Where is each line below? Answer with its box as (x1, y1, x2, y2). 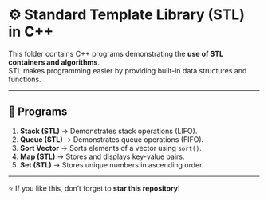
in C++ (8, 22, 54, 41)
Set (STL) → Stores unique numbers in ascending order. (19, 160, 204, 169)
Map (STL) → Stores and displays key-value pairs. (19, 152, 185, 161)
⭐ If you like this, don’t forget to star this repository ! (8, 183, 181, 193)
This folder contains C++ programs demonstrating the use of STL (8, 49, 224, 58)
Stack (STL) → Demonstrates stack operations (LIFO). (19, 126, 198, 136)
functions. (8, 74, 41, 84)
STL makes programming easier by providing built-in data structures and (8, 65, 247, 75)
